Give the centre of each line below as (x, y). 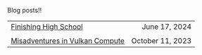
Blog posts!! (25, 10)
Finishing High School (47, 26)
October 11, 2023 (162, 41)
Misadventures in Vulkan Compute (68, 41)
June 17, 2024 (167, 26)
